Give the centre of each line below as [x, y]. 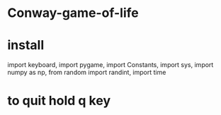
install [26, 46]
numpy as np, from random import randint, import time [87, 73]
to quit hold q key [59, 101]
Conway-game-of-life [73, 13]
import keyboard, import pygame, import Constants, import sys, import [110, 65]
